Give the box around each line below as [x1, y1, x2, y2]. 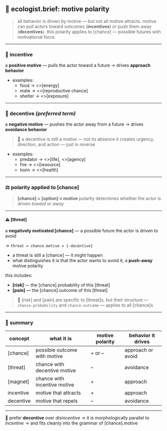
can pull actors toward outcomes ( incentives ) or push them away [17, 23, 152, 29]
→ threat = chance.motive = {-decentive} [5, 242, 93, 248]
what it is [49, 335, 72, 342]
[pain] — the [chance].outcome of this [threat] [12, 287, 108, 293]
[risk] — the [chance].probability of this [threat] [12, 282, 110, 288]
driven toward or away [17, 201, 64, 207]
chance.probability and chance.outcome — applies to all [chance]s [17, 302, 153, 308]
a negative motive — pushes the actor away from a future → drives [5, 121, 144, 127]
